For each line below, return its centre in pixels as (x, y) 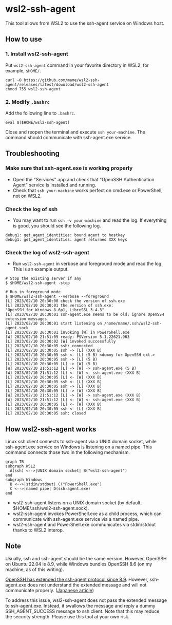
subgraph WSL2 (21, 466)
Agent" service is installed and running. (54, 185)
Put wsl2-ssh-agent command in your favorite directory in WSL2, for (77, 65)
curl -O (14, 80)
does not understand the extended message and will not (87, 585)
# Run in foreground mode (33, 292)
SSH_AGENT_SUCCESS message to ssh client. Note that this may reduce (82, 611)
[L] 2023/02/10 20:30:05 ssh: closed (46, 413)
